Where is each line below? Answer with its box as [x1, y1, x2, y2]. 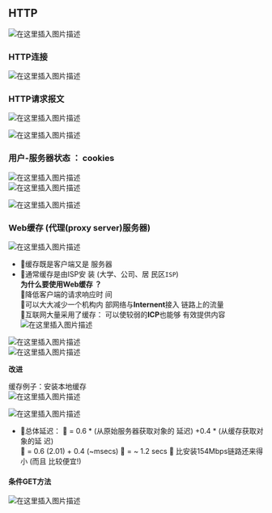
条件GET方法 [8, 477, 52, 486]
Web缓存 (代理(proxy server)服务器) [8, 222, 151, 233]
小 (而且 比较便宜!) [19, 456, 82, 466]
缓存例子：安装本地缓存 [8, 382, 87, 391]
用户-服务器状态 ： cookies [8, 153, 115, 164]
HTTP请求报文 [8, 93, 65, 104]
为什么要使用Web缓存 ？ [19, 279, 103, 289]
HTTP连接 [8, 51, 49, 62]
